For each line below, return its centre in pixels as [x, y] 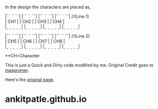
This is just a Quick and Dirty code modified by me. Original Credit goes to [79, 65]
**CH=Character [22, 56]
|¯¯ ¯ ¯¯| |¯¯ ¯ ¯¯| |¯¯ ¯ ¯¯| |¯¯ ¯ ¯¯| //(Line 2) [47, 36]
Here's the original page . [30, 80]
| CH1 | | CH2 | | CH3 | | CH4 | [35, 22]
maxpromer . [17, 70]
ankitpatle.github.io [46, 99]
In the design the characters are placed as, [48, 7]
